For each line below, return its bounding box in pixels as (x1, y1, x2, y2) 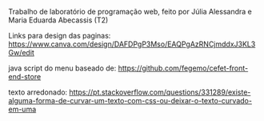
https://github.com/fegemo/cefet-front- (118, 63, 249, 73)
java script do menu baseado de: (8, 63, 117, 73)
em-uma (8, 104, 37, 114)
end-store (8, 72, 42, 81)
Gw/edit (8, 48, 34, 57)
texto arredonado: (8, 87, 68, 97)
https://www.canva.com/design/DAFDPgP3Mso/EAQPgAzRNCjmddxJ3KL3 (8, 39, 256, 49)
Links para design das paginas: (8, 31, 111, 40)
